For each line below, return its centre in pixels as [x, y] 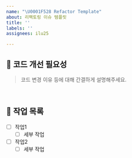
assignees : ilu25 [28, 34]
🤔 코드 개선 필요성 [36, 64]
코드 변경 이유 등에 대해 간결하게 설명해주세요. [74, 79]
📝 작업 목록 [25, 112]
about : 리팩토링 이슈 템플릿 [36, 17]
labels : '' [20, 28]
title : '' [18, 22]
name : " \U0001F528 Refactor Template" [54, 12]
